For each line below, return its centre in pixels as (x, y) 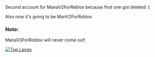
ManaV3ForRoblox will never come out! (45, 40)
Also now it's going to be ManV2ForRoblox (49, 16)
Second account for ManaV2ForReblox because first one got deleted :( (77, 7)
